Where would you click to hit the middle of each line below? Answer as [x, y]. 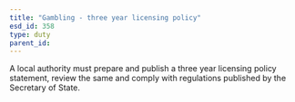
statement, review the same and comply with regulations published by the [148, 79]
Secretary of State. [45, 88]
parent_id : [30, 43]
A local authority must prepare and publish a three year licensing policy [143, 69]
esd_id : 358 [32, 26]
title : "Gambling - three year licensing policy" [106, 18]
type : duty [30, 34]
